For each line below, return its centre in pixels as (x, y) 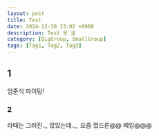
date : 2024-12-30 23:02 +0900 (51, 26)
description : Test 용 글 (41, 33)
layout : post (26, 13)
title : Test (24, 20)
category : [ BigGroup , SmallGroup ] (57, 39)
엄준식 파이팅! (26, 91)
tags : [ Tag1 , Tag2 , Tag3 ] (44, 46)
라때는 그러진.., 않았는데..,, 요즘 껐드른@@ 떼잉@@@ (79, 126)
